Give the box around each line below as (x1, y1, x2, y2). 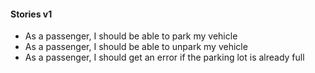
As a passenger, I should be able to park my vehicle (24, 30, 238, 42)
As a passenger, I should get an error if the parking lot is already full (24, 51, 305, 64)
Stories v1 (10, 8, 53, 20)
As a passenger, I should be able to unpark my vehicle (24, 41, 248, 53)
